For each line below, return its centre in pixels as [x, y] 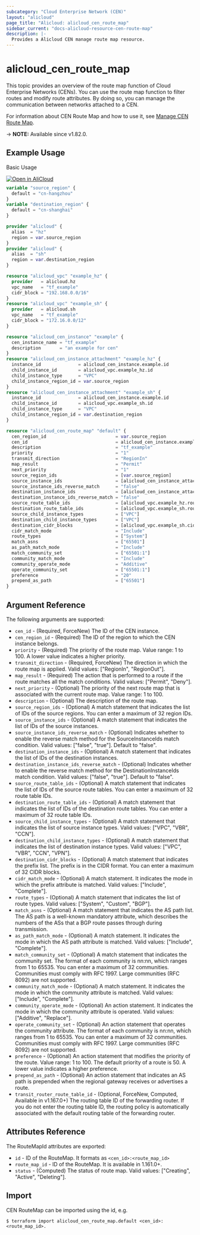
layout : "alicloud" [30, 17]
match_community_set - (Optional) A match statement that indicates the [101, 954]
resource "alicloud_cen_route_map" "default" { [66, 431]
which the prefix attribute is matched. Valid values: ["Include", [90, 884]
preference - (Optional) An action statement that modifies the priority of [102, 1056]
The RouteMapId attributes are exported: [56, 1146]
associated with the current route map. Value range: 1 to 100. [89, 694]
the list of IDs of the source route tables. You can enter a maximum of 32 [104, 789]
